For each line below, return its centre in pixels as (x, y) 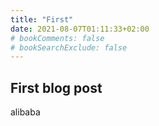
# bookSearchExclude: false (69, 47)
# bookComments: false (57, 38)
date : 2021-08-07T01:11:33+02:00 (80, 29)
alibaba (25, 112)
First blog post (56, 87)
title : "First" (42, 19)
